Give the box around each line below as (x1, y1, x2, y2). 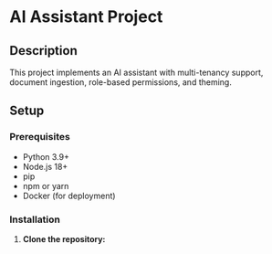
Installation (9, 213, 61, 226)
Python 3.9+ (22, 151, 70, 162)
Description (9, 43, 78, 58)
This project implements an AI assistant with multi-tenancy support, (9, 67, 264, 78)
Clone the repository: (22, 233, 106, 244)
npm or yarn (22, 180, 69, 191)
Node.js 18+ (22, 161, 68, 172)
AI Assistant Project (9, 6, 163, 27)
